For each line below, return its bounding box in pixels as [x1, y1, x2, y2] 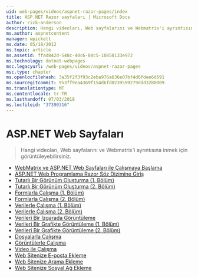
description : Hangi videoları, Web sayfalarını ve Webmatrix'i [6, 25, 165, 31]
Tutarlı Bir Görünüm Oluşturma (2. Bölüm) [14, 183, 116, 190]
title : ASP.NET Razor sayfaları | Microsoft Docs [6, 14, 131, 20]
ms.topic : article [6, 47, 51, 53]
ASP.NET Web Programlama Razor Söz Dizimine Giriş [14, 170, 144, 177]
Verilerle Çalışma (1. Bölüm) [14, 202, 81, 209]
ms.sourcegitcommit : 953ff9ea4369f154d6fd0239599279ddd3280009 [6, 80, 165, 86]
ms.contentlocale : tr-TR [6, 91, 67, 97]
